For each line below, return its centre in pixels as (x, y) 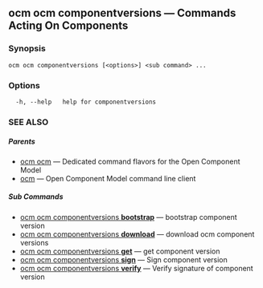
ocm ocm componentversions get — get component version (120, 251)
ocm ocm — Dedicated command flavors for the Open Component (130, 161)
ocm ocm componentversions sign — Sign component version (123, 259)
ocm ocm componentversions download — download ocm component (137, 234)
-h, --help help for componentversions (86, 102)
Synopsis (27, 49)
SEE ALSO (29, 122)
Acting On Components (68, 26)
